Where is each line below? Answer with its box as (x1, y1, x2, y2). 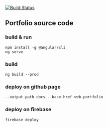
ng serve (5, 49, 23, 54)
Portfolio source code (5, 19, 74, 27)
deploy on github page (5, 83, 61, 90)
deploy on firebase (5, 106, 52, 113)
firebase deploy (5, 117, 39, 122)
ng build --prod (5, 72, 39, 77)
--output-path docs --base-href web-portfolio (5, 94, 104, 100)
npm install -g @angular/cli (5, 45, 66, 50)
